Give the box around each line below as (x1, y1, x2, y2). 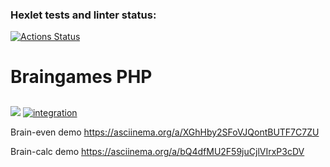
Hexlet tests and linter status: (10, 8, 157, 22)
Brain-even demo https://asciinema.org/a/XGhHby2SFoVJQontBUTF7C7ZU (10, 126, 320, 138)
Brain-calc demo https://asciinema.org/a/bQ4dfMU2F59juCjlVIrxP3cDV (10, 145, 305, 157)
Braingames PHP (10, 66, 153, 88)
